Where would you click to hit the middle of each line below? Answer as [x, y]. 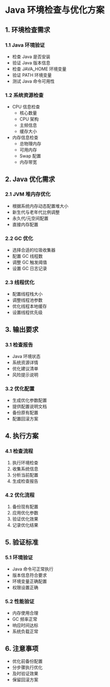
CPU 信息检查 [26, 107]
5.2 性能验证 [20, 601]
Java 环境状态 [26, 357]
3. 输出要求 [22, 329]
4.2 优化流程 [20, 495]
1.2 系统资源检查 [24, 95]
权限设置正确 [25, 588]
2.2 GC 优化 [19, 238]
